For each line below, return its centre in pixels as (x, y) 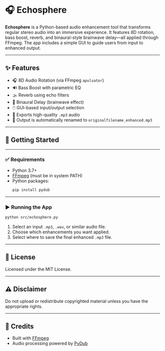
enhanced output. (23, 48)
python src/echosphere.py (31, 218)
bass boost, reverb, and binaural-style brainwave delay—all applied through (82, 37)
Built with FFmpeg (30, 338)
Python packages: (30, 181)
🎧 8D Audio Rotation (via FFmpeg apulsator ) (58, 80)
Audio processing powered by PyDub (50, 344)
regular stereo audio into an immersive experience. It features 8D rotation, (80, 32)
